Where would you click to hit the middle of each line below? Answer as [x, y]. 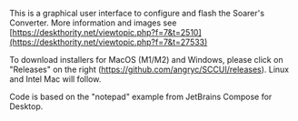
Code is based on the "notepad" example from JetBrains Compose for [141, 96]
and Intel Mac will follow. [55, 79]
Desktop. [26, 106]
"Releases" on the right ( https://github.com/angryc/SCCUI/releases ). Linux [149, 69]
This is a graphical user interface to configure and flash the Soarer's [137, 13]
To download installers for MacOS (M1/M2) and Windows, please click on [146, 60]
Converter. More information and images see [93, 23]
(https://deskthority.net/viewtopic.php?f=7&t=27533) [109, 42]
